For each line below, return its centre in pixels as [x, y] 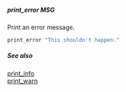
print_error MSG [31, 10]
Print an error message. [41, 27]
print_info [21, 73]
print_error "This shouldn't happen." [63, 40]
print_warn [23, 81]
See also [20, 56]
